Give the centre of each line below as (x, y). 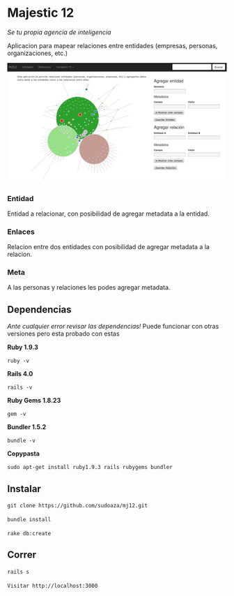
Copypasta (24, 454)
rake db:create (29, 534)
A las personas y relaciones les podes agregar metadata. (89, 288)
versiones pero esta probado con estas (63, 334)
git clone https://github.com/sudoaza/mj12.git (78, 506)
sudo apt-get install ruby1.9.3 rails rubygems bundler (90, 468)
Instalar (24, 489)
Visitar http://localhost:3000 (53, 586)
